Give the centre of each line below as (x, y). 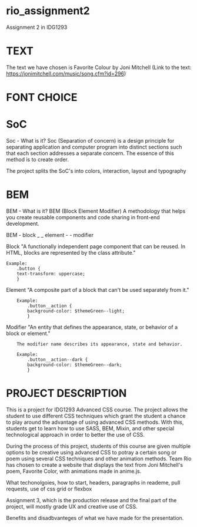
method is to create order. (38, 159)
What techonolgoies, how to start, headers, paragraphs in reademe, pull (93, 482)
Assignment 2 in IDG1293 (37, 27)
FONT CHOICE (42, 98)
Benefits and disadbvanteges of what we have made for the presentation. (95, 518)
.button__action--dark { (58, 360)
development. (23, 223)
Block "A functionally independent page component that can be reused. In (96, 246)
